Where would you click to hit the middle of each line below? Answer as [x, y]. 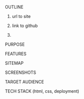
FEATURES [16, 54]
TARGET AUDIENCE [24, 82]
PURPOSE [15, 44]
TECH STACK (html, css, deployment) [42, 91]
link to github [25, 26]
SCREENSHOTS [21, 72]
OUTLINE [14, 7]
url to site [21, 16]
